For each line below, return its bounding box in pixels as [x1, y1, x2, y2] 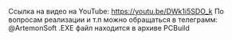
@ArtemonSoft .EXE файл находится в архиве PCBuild [8, 24, 190, 32]
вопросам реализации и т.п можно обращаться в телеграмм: [8, 15, 218, 24]
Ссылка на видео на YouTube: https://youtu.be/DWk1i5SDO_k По [8, 7, 225, 16]
